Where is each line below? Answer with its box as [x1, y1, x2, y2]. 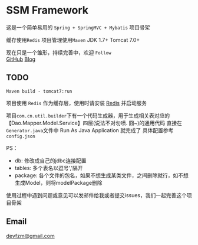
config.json [6, 133, 35, 139]
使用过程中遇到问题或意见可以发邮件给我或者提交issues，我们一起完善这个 [6, 191, 187, 198]
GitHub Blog [6, 55, 36, 63]
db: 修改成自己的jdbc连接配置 [14, 157, 87, 164]
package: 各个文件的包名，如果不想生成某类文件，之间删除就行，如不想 [14, 172, 189, 179]
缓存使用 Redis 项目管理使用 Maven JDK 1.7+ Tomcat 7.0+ [6, 36, 140, 43]
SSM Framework [6, 4, 89, 17]
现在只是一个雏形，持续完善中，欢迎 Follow [6, 48, 111, 56]
